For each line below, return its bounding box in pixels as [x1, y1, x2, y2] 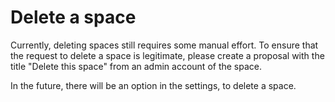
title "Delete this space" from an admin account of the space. [10, 60, 263, 72]
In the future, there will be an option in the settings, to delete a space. [10, 79, 297, 91]
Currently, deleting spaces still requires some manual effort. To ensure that [10, 39, 319, 51]
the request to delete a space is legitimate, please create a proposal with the [10, 49, 325, 61]
